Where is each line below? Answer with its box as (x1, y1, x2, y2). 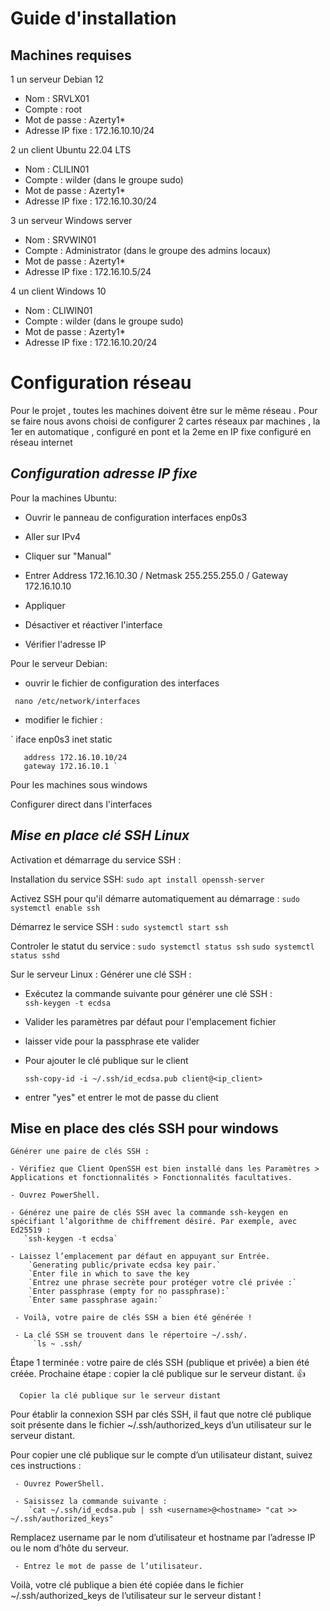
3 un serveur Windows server (10, 215, 133, 226)
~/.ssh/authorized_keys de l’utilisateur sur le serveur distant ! (10, 1590, 262, 1602)
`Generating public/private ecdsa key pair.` (28, 1260, 222, 1271)
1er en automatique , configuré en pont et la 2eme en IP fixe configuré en (10, 425, 312, 437)
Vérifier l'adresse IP (24, 638, 107, 650)
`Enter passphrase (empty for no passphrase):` (28, 1287, 230, 1297)
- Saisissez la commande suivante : (14, 1497, 168, 1507)
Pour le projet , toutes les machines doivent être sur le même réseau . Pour (10, 404, 318, 416)
